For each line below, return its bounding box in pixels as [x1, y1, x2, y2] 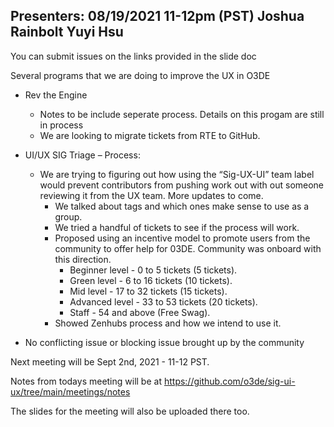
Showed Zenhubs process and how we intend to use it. [54, 317, 282, 329]
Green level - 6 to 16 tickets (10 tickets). [69, 274, 233, 286]
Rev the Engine [24, 89, 88, 101]
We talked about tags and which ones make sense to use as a [54, 200, 310, 212]
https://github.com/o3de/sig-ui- [163, 375, 296, 387]
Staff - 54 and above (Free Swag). [69, 306, 211, 318]
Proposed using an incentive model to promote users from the [54, 232, 311, 244]
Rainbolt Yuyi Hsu [10, 24, 124, 41]
